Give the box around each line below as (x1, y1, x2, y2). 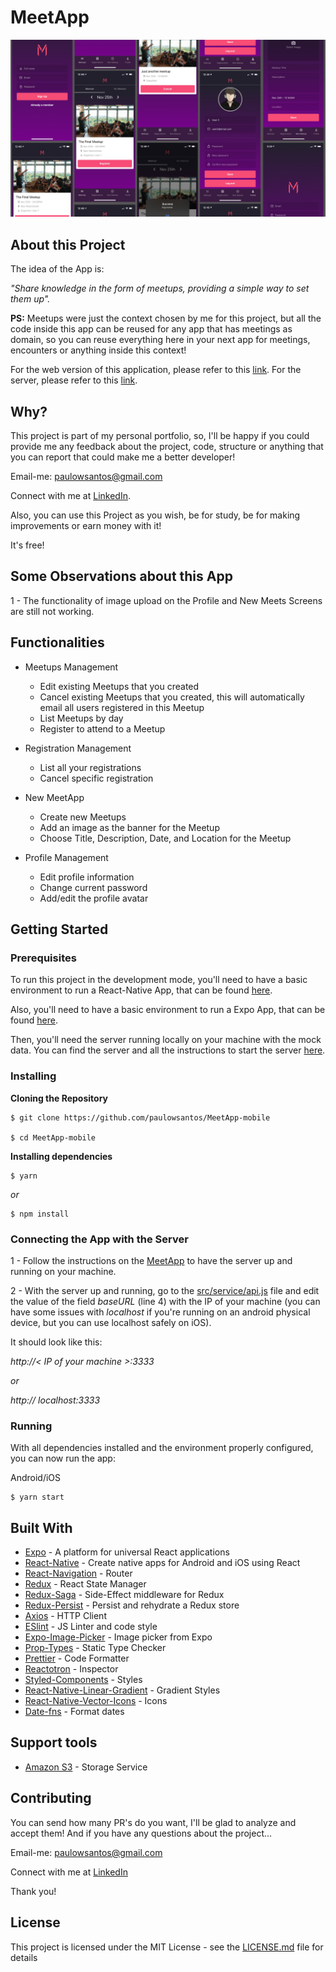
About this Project (10, 236, 126, 253)
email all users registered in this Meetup (39, 701, 205, 713)
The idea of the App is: (10, 263, 105, 275)
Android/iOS (10, 1472, 62, 1484)
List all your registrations (39, 761, 142, 773)
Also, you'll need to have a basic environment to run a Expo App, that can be (10, 1004, 326, 1016)
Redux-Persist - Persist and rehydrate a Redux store (24, 1599, 240, 1611)
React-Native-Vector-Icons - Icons (24, 1695, 168, 1707)
